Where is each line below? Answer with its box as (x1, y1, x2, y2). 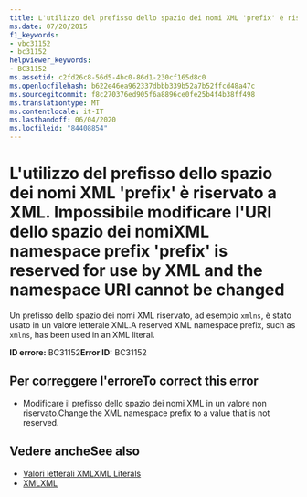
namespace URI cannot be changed (9, 280, 285, 301)
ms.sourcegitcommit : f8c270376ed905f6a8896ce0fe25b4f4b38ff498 (9, 90, 256, 99)
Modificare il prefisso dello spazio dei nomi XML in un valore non (22, 397, 267, 408)
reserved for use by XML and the (9, 260, 263, 281)
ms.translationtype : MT (9, 98, 101, 108)
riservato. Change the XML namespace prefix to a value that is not (22, 407, 270, 418)
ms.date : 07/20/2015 (9, 22, 89, 31)
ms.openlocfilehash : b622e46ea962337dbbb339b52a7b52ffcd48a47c (9, 81, 256, 90)
